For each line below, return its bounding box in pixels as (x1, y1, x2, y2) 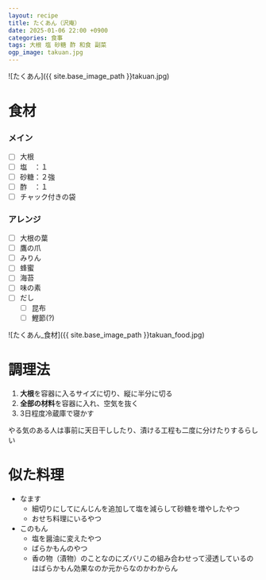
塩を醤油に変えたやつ (31, 533, 102, 543)
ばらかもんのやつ (31, 543, 88, 553)
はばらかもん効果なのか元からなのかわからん (31, 563, 179, 573)
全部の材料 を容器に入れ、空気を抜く (19, 398, 139, 408)
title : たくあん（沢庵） (8, 19, 81, 27)
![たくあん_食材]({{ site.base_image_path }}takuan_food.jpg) (8, 330, 205, 339)
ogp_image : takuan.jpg (8, 48, 83, 56)
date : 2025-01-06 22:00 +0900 (8, 26, 109, 34)
